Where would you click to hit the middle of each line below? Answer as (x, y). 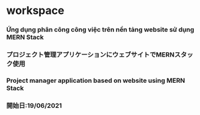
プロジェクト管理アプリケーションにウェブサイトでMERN (91, 55)
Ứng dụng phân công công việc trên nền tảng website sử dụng (100, 30)
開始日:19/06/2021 (34, 105)
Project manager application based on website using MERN (96, 80)
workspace (35, 11)
